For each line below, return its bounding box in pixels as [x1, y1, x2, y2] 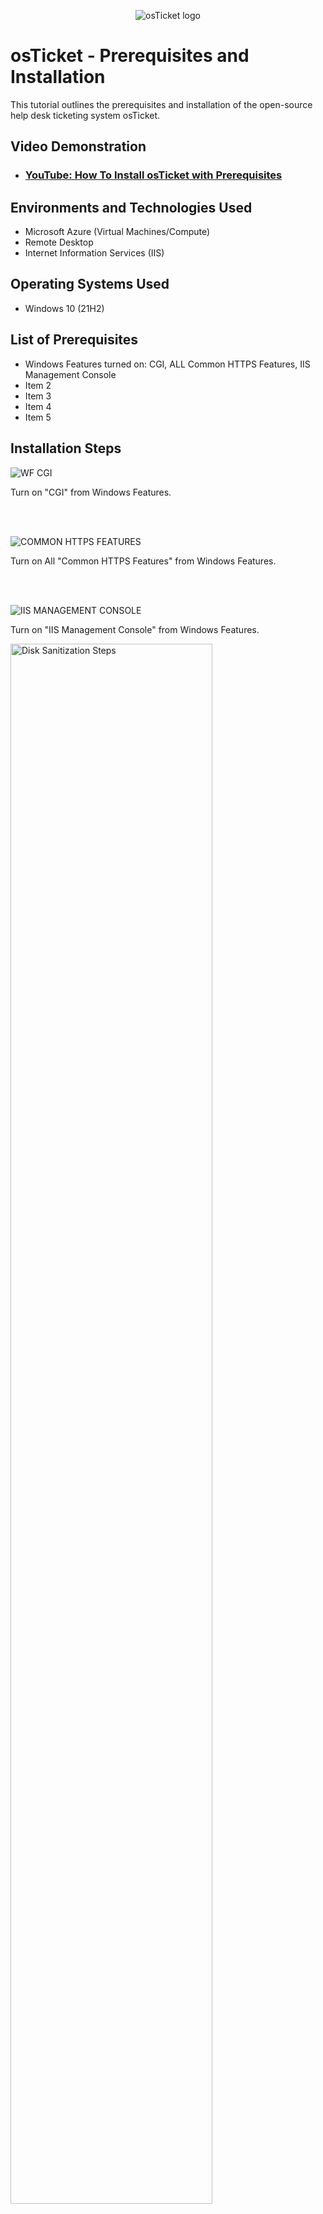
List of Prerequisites [10, 331, 139, 349]
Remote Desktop [24, 236, 94, 249]
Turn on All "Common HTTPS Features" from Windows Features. [10, 555, 277, 567]
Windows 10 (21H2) [24, 302, 105, 314]
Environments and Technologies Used [10, 199, 253, 216]
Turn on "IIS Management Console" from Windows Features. [10, 623, 260, 635]
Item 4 [24, 400, 52, 412]
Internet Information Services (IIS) [24, 247, 165, 259]
